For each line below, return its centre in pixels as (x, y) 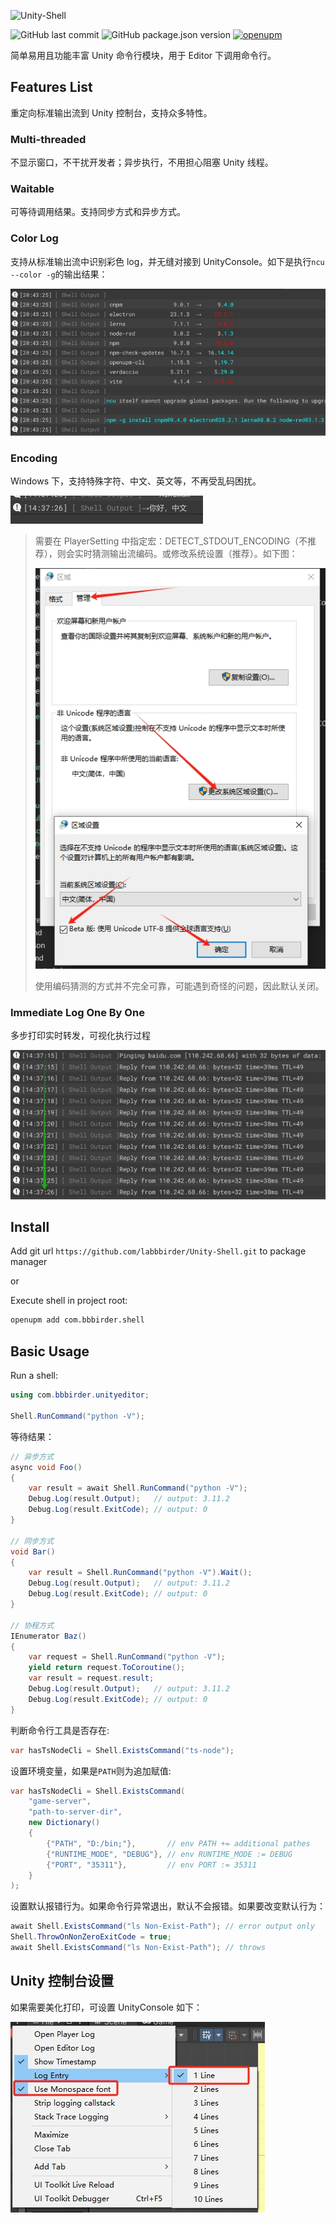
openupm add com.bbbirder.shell (77, 1320)
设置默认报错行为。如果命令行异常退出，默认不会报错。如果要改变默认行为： (168, 1906)
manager (29, 1262)
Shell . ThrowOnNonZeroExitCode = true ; (91, 1937)
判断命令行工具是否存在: (60, 1730)
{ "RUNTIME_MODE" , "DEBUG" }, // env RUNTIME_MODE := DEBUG (169, 1854)
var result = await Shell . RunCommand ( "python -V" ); (138, 1488)
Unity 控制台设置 (62, 1981)
